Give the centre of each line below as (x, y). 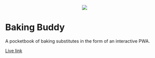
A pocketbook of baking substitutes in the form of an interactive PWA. (77, 41)
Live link (14, 51)
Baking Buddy (35, 28)
